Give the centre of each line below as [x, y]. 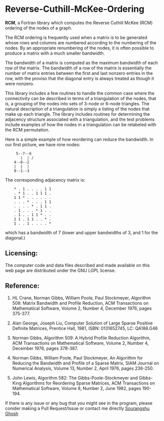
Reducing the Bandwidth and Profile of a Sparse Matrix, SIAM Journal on [85, 363]
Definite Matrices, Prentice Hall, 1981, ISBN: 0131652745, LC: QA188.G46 [85, 328]
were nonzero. [20, 83]
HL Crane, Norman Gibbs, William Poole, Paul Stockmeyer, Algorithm [81, 298]
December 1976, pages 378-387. [45, 348]
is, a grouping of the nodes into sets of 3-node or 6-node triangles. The [77, 103]
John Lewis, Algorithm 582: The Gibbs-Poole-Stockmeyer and [75, 378]
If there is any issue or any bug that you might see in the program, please [79, 403]
